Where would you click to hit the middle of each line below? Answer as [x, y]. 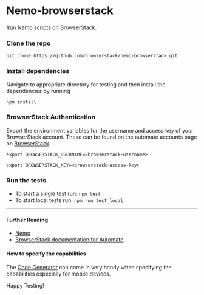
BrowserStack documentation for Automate [69, 240]
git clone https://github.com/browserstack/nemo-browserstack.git [92, 56]
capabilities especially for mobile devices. [59, 274]
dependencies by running [39, 91]
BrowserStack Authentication [51, 117]
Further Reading [27, 220]
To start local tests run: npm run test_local [69, 200]
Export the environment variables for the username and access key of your [100, 130]
